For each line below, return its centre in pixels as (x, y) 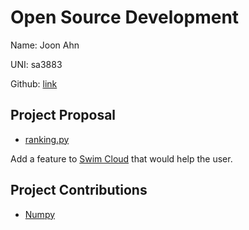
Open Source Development (125, 17)
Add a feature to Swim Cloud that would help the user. (121, 158)
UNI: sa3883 (36, 64)
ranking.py (47, 139)
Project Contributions (79, 190)
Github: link (34, 83)
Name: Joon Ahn (45, 45)
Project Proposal (63, 115)
